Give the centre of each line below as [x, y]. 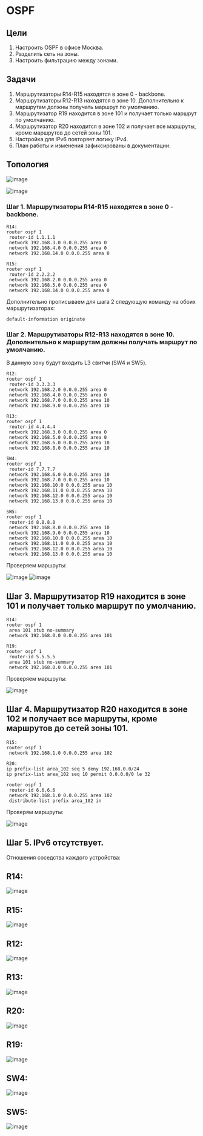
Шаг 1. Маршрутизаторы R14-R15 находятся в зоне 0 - [90, 207]
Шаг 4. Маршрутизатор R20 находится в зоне [97, 710]
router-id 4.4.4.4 [32, 427]
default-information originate [46, 319]
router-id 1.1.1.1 [32, 237]
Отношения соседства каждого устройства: [64, 857]
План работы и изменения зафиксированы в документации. [93, 145]
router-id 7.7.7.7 [32, 469]
